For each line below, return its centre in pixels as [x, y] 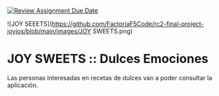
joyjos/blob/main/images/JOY [49, 31]
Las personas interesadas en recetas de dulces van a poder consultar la [110, 77]
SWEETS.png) [113, 31]
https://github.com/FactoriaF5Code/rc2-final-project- [128, 24]
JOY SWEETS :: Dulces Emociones [108, 59]
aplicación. [23, 85]
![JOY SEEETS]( [30, 24]
